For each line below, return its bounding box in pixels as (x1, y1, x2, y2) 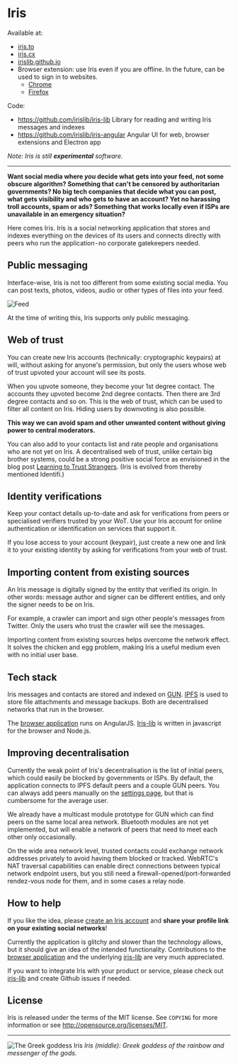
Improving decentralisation (7, 747, 130, 759)
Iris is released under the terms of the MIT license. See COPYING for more (7, 1014, 218, 1022)
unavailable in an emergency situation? (7, 210, 125, 218)
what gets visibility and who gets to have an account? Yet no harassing (7, 194, 221, 203)
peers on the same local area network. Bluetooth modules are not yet (7, 817, 209, 826)
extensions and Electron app (17, 137, 101, 147)
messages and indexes (17, 122, 85, 131)
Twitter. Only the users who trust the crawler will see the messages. (7, 622, 205, 630)
